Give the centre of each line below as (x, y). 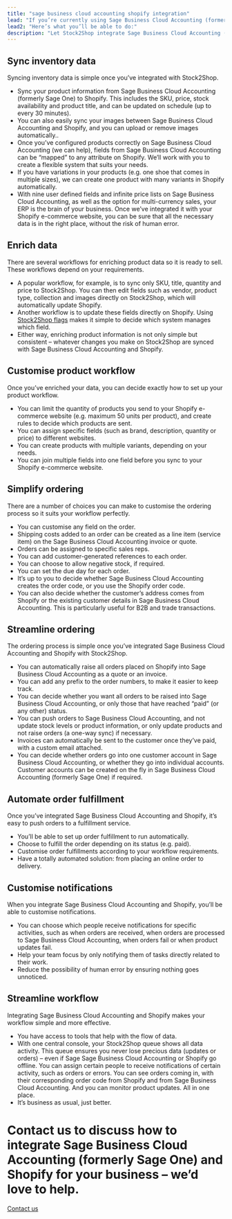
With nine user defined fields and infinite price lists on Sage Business (116, 194)
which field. (33, 327)
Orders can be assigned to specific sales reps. (83, 549)
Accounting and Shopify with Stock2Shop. (67, 654)
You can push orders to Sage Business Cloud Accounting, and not (111, 719)
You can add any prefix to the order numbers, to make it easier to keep (118, 682)
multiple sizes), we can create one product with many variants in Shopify (120, 179)
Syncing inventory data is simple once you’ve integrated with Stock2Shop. (113, 78)
